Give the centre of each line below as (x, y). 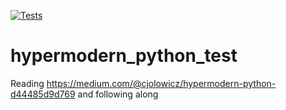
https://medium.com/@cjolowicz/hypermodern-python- (161, 83)
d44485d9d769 (43, 94)
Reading (27, 83)
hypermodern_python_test (124, 56)
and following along (118, 94)
